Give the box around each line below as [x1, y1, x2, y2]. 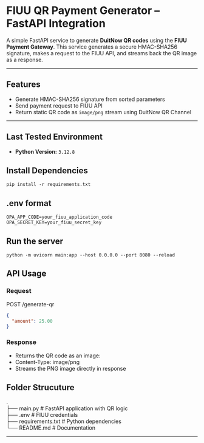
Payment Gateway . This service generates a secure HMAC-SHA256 [6, 43, 178, 50]
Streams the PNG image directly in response [15, 365, 126, 372]
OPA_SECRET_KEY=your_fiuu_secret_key [6, 219, 102, 225]
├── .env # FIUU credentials [6, 411, 78, 419]
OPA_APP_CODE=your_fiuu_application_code [6, 214, 113, 221]
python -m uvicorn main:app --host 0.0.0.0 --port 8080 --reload [6, 252, 175, 258]
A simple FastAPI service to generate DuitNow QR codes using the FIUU [6, 36, 187, 44]
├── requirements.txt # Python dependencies [6, 417, 121, 425]
